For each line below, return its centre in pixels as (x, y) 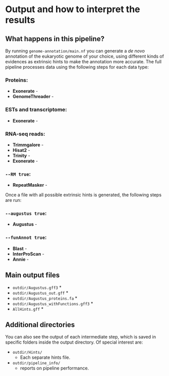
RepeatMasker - (30, 185)
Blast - (20, 248)
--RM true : (18, 174)
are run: (13, 200)
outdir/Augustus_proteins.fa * (45, 298)
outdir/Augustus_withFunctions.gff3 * (53, 303)
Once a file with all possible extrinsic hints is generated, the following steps (83, 195)
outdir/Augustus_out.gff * (40, 293)
